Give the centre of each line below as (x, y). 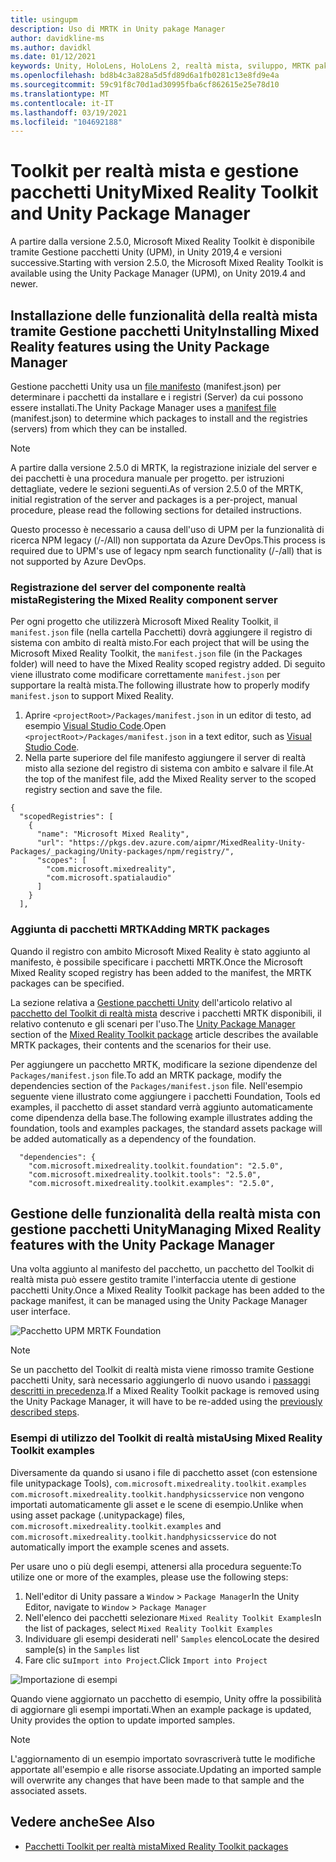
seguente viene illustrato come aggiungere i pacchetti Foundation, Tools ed (165, 1096)
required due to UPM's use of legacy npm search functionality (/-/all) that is (166, 550)
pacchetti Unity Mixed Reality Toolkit (164, 192)
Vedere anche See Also (83, 1822)
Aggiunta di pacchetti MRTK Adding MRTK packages (140, 929)
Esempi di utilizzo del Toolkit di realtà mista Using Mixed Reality (166, 1438)
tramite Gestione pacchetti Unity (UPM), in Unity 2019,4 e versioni (146, 252)
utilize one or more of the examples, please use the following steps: (149, 1577)
